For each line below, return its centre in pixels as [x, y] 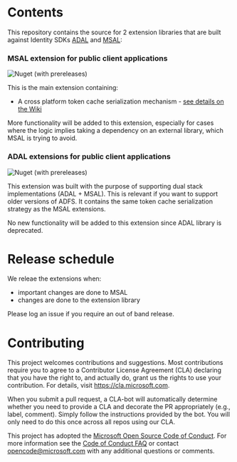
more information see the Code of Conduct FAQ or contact [93, 443]
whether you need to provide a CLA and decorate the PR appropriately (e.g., [119, 407]
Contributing [46, 343]
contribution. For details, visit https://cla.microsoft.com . [89, 386]
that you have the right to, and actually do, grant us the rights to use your [115, 378]
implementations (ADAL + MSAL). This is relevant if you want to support [113, 194]
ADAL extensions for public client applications [89, 156]
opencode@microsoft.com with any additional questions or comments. [111, 451]
